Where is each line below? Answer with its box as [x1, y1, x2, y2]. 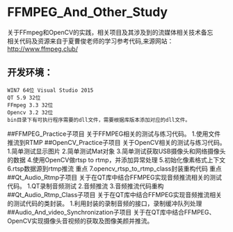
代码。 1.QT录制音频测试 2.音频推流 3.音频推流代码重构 [7, 182, 164, 190]
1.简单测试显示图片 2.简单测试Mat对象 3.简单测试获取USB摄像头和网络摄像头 [7, 147, 226, 155]
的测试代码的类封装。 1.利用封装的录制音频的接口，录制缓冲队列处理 [7, 199, 202, 208]
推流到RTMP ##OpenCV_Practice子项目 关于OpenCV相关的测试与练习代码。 [7, 138, 226, 146]
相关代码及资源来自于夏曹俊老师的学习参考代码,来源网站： [7, 36, 174, 45]
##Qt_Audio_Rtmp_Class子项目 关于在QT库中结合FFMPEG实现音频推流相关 [7, 190, 223, 199]
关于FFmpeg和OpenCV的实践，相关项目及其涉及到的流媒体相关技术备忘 [7, 28, 214, 36]
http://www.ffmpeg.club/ [7, 45, 79, 53]
